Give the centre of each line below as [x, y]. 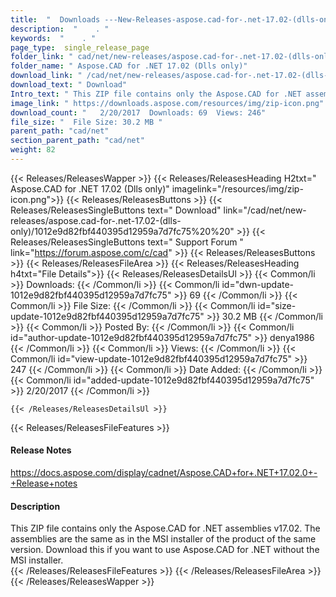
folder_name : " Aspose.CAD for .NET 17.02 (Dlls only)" [129, 66]
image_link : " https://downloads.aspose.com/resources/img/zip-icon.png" [167, 103]
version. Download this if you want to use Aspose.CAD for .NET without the [165, 550]
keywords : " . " [53, 38]
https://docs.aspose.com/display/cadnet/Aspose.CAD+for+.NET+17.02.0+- [164, 473]
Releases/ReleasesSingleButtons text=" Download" [116, 210]
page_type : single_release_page [80, 47]
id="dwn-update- [258, 284]
